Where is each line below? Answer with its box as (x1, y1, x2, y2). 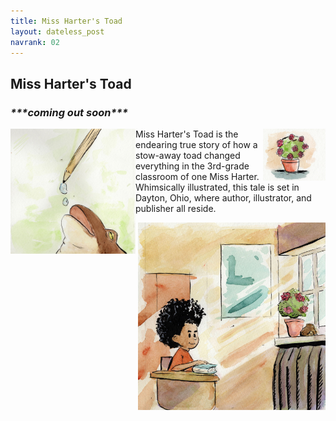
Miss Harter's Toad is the (135, 128, 239, 140)
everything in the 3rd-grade (135, 160, 250, 172)
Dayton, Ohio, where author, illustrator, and (135, 192, 312, 204)
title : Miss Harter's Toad (10, 16, 123, 26)
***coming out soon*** (10, 105, 128, 119)
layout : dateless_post (10, 26, 105, 37)
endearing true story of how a (135, 139, 258, 151)
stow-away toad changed (135, 150, 241, 162)
